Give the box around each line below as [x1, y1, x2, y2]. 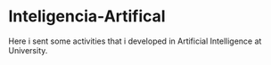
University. [8, 45, 48, 55]
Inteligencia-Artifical [8, 6, 166, 27]
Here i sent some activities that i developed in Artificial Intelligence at [8, 36, 262, 46]
